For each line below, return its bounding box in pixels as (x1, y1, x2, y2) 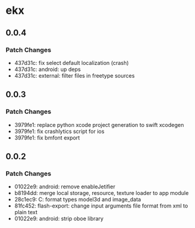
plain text (14, 209, 38, 216)
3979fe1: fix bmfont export (14, 134, 80, 141)
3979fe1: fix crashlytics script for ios (14, 128, 105, 135)
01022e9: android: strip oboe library (14, 215, 104, 223)
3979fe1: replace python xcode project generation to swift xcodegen (14, 121, 184, 128)
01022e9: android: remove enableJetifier (14, 183, 116, 190)
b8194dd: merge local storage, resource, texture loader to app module (14, 189, 189, 197)
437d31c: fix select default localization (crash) (14, 59, 129, 66)
